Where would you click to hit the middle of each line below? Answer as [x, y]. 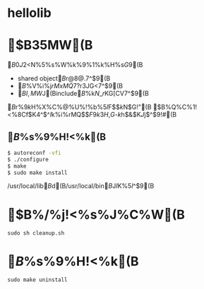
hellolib [29, 13]
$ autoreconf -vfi [34, 153]
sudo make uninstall [38, 280]
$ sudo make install [38, 173]
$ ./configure [28, 159]
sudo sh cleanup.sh [36, 233]
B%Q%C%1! [179, 107]
